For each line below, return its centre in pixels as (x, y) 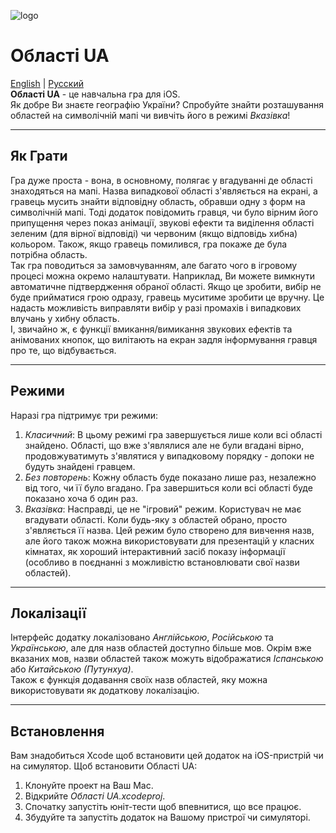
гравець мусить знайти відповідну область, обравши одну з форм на (158, 201)
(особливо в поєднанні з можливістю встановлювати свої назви (162, 562)
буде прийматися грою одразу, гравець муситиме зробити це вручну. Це (167, 297)
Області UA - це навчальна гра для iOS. (95, 94)
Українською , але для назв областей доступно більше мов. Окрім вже (161, 648)
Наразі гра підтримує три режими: (84, 415)
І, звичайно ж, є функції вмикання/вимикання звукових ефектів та (151, 329)
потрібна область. (49, 254)
